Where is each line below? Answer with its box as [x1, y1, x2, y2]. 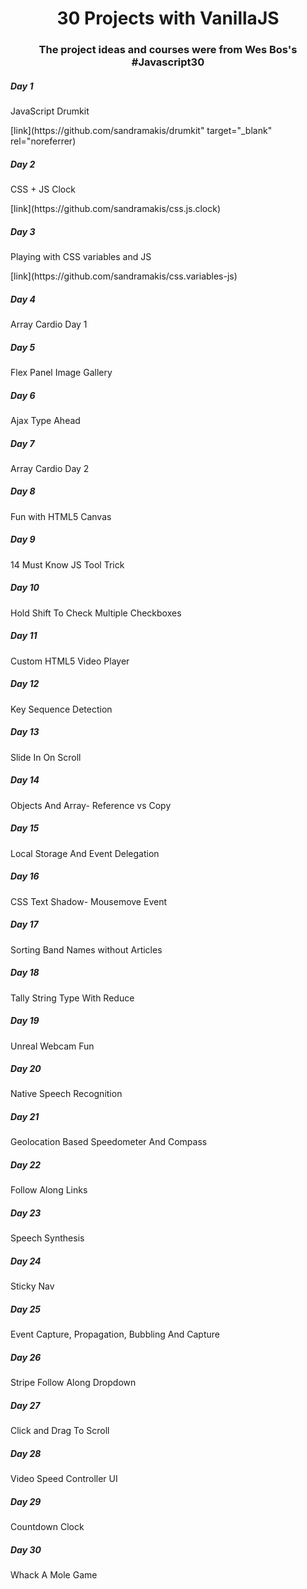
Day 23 [10, 1207, 42, 1219]
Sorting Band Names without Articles [10, 943, 163, 956]
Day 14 [10, 774, 40, 786]
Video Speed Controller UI [10, 1473, 118, 1485]
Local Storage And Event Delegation [10, 847, 160, 859]
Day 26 [10, 1351, 42, 1363]
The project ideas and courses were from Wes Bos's [38, 43, 298, 57]
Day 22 [10, 1159, 42, 1171]
